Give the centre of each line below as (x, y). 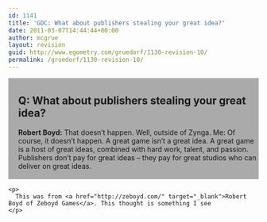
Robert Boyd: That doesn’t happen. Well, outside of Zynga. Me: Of (127, 132)
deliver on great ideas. (55, 166)
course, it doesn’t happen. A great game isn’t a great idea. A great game (136, 140)
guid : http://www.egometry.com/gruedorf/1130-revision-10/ (108, 52)
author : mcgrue (33, 38)
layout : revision (37, 45)
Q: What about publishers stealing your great (132, 101)
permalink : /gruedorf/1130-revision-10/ (76, 60)
